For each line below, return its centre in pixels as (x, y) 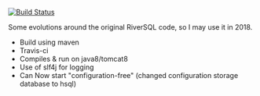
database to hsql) (48, 84)
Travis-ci (34, 50)
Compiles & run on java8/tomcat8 (73, 59)
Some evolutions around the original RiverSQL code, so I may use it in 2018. (130, 27)
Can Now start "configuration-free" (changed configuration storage (129, 75)
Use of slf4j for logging (57, 67)
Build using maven (49, 42)
